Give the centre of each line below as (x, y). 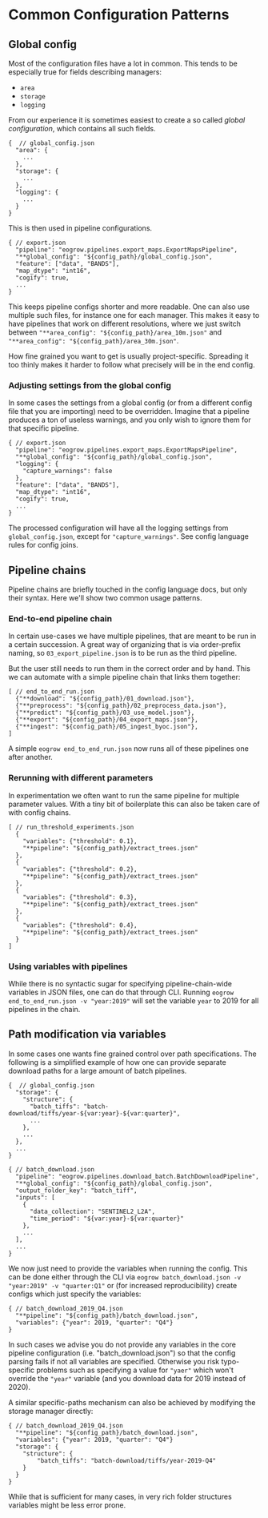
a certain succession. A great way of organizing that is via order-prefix (125, 645)
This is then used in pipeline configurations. (80, 228)
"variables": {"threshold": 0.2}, (80, 869)
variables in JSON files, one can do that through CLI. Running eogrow (121, 992)
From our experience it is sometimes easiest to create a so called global (127, 120)
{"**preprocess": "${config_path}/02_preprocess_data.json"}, (121, 706)
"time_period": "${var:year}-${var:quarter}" (106, 1219)
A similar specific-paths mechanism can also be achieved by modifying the (132, 1402)
